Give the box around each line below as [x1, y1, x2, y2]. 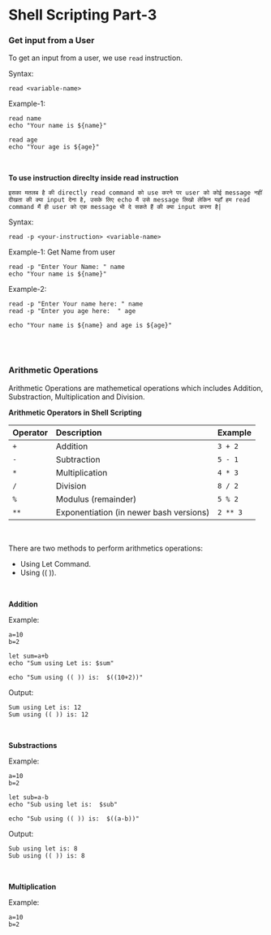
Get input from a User [8, 35, 95, 46]
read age [8, 136, 38, 144]
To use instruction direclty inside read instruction [8, 173, 179, 183]
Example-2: [8, 285, 47, 294]
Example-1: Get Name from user [8, 247, 116, 257]
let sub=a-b [8, 793, 49, 802]
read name [8, 115, 42, 123]
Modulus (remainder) [55, 494, 137, 505]
